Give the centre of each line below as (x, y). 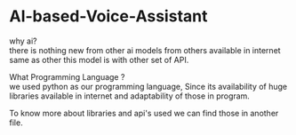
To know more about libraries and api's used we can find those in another (144, 113)
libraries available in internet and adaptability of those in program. (130, 96)
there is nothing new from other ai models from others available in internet (145, 50)
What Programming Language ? (67, 76)
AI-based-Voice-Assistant (108, 16)
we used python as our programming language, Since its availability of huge (148, 86)
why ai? (23, 41)
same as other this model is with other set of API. (99, 60)
